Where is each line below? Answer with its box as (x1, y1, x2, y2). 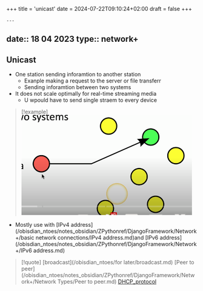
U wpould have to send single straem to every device (24, 96, 158, 104)
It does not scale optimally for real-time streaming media (15, 90, 157, 98)
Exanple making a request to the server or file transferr (24, 77, 162, 84)
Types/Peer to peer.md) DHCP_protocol (57, 278, 156, 286)
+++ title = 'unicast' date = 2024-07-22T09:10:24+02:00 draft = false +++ (6, 5, 192, 12)
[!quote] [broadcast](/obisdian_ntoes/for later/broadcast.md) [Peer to (21, 259, 195, 266)
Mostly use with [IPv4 (15, 221, 70, 229)
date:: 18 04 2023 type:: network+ (6, 34, 139, 44)
